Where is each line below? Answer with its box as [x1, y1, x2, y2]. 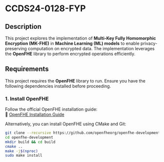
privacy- [141, 40, 158, 46]
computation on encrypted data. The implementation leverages [27, 46, 155, 51]
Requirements [5, 65, 49, 73]
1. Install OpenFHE [5, 95, 49, 102]
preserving [5, 46, 27, 51]
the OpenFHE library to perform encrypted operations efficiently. [5, 51, 136, 57]
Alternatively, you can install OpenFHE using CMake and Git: [5, 121, 126, 127]
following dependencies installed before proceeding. [5, 83, 111, 89]
